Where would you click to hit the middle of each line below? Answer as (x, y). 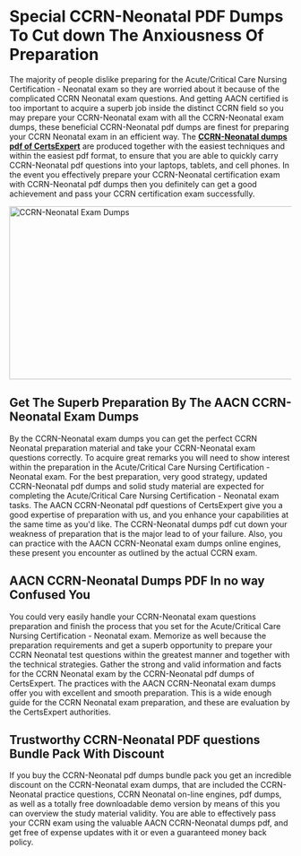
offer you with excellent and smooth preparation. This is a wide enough (141, 693)
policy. (21, 842)
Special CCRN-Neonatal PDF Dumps (146, 17)
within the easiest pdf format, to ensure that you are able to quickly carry (144, 155)
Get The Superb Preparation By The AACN (129, 403)
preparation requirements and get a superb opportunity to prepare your (141, 645)
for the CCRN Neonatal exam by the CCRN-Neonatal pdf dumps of (132, 673)
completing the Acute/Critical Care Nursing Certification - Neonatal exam (144, 496)
